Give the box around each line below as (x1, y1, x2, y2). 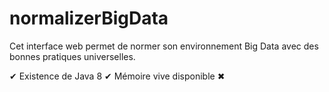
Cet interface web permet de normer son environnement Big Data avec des (9, 40, 319, 52)
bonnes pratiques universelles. (9, 50, 136, 62)
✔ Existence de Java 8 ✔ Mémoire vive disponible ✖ (9, 70, 226, 82)
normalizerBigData (9, 7, 169, 30)
